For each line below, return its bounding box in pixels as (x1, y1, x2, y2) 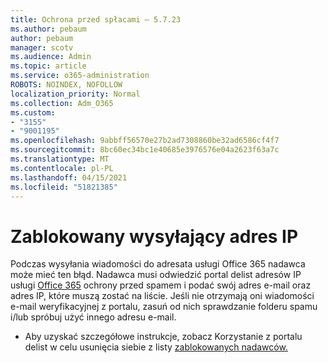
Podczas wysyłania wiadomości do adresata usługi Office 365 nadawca (10, 258, 306, 270)
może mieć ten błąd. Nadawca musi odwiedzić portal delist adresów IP (10, 269, 302, 281)
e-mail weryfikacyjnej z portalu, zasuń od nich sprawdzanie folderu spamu (10, 301, 318, 313)
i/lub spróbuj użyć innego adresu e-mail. (10, 311, 177, 323)
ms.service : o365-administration (10, 71, 150, 81)
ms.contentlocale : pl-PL (10, 163, 114, 173)
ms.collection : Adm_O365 (10, 98, 114, 108)
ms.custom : (10, 107, 56, 118)
